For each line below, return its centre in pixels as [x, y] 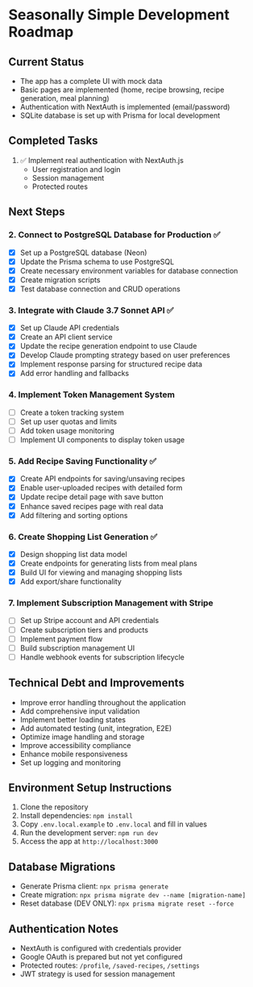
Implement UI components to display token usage [102, 439]
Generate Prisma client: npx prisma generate [94, 886]
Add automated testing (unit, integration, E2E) [96, 728]
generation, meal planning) [65, 98]
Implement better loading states [73, 719]
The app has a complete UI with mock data [91, 81]
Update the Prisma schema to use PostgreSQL [97, 261]
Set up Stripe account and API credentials [89, 621]
